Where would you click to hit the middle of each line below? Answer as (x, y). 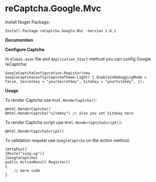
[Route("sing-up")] (25, 153)
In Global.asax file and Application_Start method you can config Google (78, 59)
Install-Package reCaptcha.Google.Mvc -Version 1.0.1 (61, 31)
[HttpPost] (16, 149)
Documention (19, 40)
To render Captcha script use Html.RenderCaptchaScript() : (64, 122)
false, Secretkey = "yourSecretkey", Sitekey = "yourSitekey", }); (75, 81)
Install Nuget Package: (27, 22)
